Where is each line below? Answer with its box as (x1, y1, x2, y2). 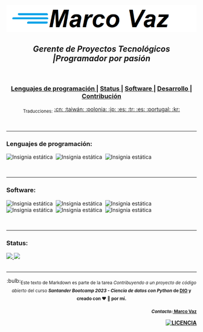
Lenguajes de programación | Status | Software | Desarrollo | (11, 84, 192, 93)
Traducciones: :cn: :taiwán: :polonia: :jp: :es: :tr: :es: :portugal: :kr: (23, 105, 180, 115)
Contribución (81, 91, 122, 100)
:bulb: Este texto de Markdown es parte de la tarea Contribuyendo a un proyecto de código (7, 277, 196, 286)
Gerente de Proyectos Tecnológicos (33, 44, 170, 54)
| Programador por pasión (52, 53, 151, 64)
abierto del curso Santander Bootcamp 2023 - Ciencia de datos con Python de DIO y (11, 287, 192, 294)
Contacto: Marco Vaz (151, 308, 197, 315)
